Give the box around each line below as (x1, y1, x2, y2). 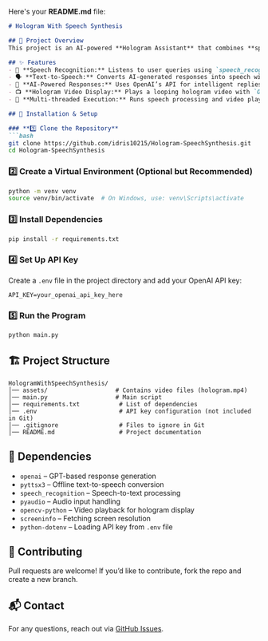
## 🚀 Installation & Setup (8, 109, 98, 118)
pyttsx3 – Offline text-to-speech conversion (19, 479, 165, 489)
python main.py (8, 331, 59, 339)
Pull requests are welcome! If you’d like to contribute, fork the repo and (8, 566, 242, 576)
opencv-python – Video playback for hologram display (19, 504, 195, 514)
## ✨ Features (8, 58, 57, 66)
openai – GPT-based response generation (19, 471, 157, 481)
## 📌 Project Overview (8, 36, 84, 45)
